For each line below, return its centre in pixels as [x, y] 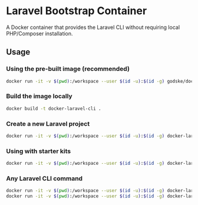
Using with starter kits [39, 151]
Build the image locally [39, 96]
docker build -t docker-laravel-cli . [54, 108]
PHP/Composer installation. [39, 33]
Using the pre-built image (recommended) [68, 69]
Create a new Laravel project [48, 123]
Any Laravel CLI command [44, 178]
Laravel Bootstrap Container [77, 11]
